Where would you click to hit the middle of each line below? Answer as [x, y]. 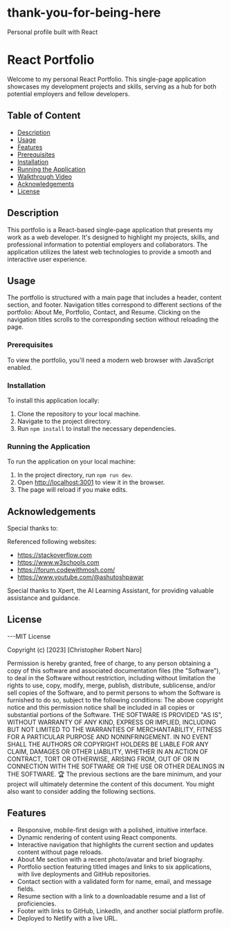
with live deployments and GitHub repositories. [84, 874]
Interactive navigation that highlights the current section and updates [115, 844]
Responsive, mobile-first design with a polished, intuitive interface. [112, 830]
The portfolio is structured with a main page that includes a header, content [114, 298]
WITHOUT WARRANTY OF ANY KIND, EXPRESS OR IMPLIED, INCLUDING [112, 722]
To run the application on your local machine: [72, 461]
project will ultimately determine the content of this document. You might [111, 784]
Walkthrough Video [45, 176]
